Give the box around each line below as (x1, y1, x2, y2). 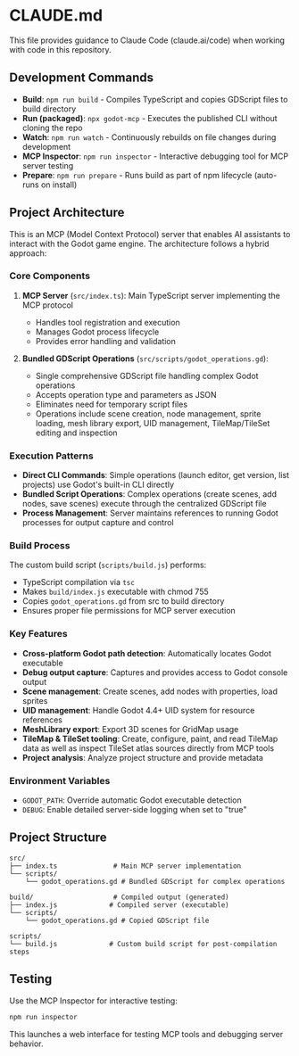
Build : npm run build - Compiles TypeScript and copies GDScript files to (21, 94, 288, 104)
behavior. (9, 1038, 44, 1049)
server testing (21, 160, 74, 170)
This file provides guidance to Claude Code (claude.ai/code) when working (9, 35, 286, 45)
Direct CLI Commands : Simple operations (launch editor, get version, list (21, 470, 290, 481)
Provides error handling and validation (35, 335, 177, 346)
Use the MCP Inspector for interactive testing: (9, 995, 179, 1006)
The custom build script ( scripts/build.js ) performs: (9, 559, 207, 571)
